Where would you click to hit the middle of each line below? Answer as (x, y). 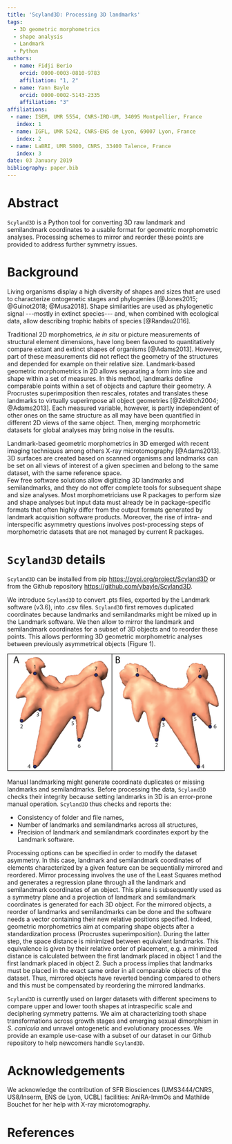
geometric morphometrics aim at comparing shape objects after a (101, 926)
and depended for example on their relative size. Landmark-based (101, 364)
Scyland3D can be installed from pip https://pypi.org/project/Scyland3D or (112, 579)
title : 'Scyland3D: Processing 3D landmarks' (74, 15)
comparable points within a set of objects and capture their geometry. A (109, 386)
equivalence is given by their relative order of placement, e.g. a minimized (112, 948)
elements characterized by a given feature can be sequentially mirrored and (115, 867)
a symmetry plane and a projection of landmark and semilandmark (101, 897)
